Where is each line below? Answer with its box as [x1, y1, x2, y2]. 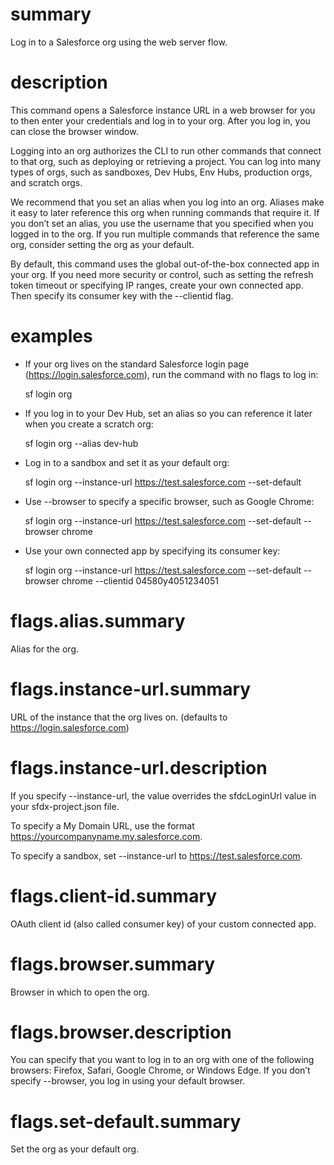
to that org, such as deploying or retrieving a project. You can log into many [10, 155, 322, 167]
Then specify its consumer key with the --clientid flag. [10, 289, 234, 302]
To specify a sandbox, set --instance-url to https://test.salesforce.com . [10, 849, 303, 862]
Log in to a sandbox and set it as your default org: [24, 456, 230, 468]
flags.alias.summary [10, 610, 186, 632]
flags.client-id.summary [10, 884, 218, 907]
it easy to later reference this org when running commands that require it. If [10, 206, 320, 218]
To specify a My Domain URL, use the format [10, 819, 195, 832]
